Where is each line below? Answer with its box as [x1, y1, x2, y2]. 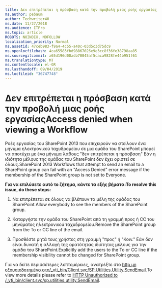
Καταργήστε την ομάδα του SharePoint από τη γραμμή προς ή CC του [12, 216, 155, 222]
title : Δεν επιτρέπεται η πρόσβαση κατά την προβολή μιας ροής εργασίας [5, 7, 157, 12]
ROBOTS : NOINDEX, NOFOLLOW [5, 35, 60, 40]
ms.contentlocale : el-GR [5, 62, 56, 67]
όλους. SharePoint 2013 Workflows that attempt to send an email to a [5, 161, 144, 167]
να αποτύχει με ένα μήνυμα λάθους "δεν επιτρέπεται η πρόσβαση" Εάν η [5, 151, 156, 157]
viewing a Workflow [5, 124, 88, 136]
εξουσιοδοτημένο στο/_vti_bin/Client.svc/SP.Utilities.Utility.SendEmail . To [5, 267, 152, 273]
